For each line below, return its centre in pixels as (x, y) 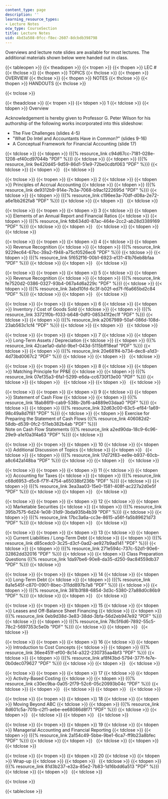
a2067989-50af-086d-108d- (130, 319)
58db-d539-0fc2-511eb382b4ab (39, 424)
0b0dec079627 (21, 663)
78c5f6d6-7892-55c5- (132, 621)
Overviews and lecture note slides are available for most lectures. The (77, 52)
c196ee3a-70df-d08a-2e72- (130, 195)
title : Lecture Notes (28, 33)
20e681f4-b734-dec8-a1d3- (130, 351)
